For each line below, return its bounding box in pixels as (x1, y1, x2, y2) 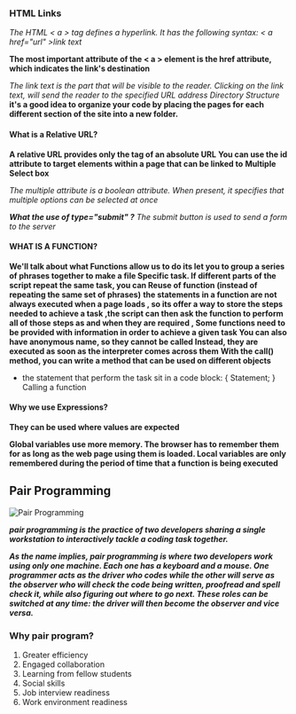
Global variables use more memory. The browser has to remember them (9, 438, 279, 450)
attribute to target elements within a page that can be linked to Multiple (9, 158, 277, 169)
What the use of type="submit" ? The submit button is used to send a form (9, 211, 288, 222)
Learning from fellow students (21, 669, 132, 679)
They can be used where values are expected (9, 421, 180, 432)
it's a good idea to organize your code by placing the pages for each (9, 99, 264, 110)
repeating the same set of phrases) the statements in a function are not (9, 289, 277, 300)
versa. (9, 607, 34, 618)
